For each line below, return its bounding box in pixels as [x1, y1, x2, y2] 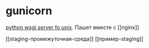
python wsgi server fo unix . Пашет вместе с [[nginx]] [5, 24, 139, 31]
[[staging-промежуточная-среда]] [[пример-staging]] [5, 35, 144, 42]
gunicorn [5, 4, 52, 18]
